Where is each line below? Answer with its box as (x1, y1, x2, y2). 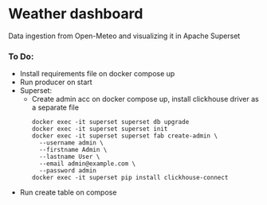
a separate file (31, 102, 80, 112)
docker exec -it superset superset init (31, 125, 168, 133)
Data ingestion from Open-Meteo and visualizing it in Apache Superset (8, 31, 241, 41)
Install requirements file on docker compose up (19, 69, 175, 79)
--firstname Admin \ (38, 146, 108, 154)
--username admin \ (38, 139, 104, 147)
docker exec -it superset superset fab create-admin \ (31, 132, 218, 140)
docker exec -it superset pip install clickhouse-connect (31, 174, 229, 182)
